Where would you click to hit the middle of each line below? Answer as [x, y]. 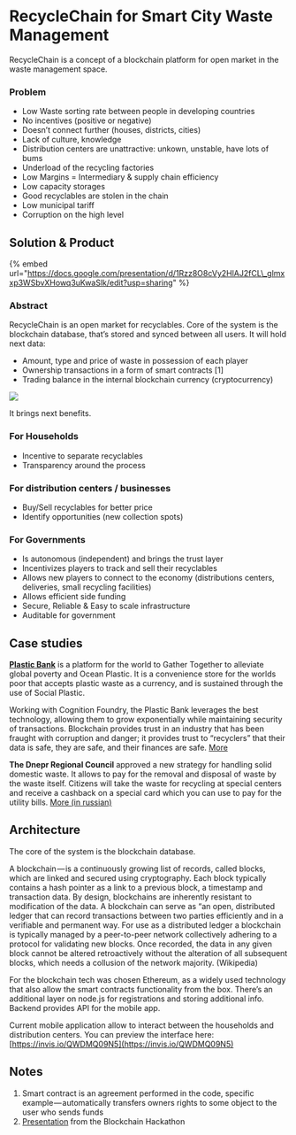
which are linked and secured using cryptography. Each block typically [138, 877]
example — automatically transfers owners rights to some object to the [149, 1102]
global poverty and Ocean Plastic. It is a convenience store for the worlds [143, 674]
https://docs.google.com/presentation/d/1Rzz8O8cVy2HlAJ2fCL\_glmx [156, 274]
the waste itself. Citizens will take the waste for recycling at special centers [146, 784]
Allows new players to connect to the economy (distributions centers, [148, 578]
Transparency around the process [83, 465]
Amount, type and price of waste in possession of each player [135, 361]
